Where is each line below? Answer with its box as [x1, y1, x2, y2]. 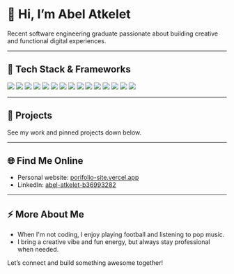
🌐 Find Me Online [7, 155, 84, 167]
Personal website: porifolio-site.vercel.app [17, 174, 139, 182]
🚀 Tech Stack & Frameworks [7, 63, 131, 75]
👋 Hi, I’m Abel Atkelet [7, 6, 131, 22]
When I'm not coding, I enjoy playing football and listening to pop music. [17, 230, 225, 239]
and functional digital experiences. [7, 36, 107, 45]
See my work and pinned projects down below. [7, 128, 142, 137]
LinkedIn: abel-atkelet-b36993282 [17, 181, 116, 189]
